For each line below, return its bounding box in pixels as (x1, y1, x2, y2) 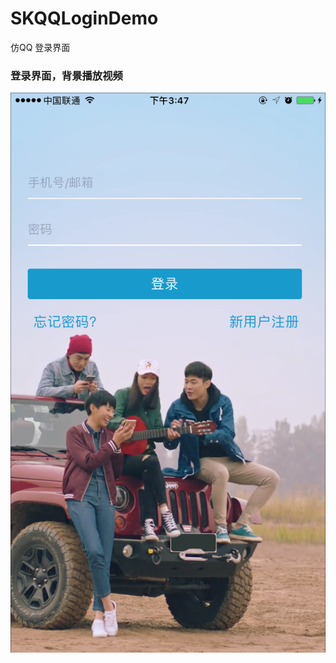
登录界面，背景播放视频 (10, 68, 123, 82)
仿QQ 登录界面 (10, 41, 71, 53)
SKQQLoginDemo (10, 7, 159, 30)
